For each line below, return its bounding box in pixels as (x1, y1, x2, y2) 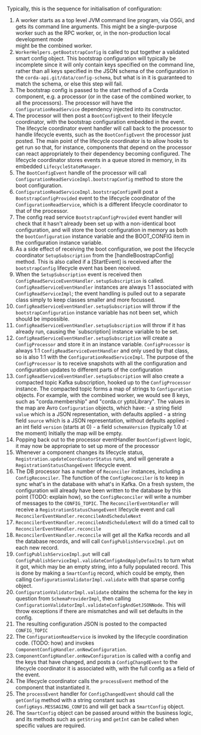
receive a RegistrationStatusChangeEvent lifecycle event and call (15, 506, 175, 513)
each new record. (15, 544, 59, 551)
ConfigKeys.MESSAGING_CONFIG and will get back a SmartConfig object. (15, 703, 185, 710)
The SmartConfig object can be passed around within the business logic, (15, 709, 193, 716)
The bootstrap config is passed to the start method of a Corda (15, 87, 169, 93)
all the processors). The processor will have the (15, 99, 133, 106)
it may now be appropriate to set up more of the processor (15, 443, 160, 449)
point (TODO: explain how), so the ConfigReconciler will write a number (15, 493, 191, 500)
